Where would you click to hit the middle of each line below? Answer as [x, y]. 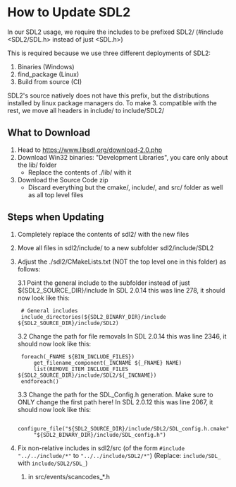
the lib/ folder [37, 165]
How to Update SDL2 [69, 12]
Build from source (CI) [50, 81]
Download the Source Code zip [63, 180]
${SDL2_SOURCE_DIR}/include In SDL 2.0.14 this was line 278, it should [121, 290]
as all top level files [56, 194]
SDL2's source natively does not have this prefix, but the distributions [108, 95]
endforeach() [40, 381]
